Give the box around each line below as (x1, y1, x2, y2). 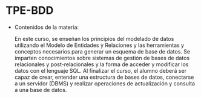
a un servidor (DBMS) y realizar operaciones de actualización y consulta (14, 79, 195, 87)
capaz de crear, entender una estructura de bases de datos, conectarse (14, 73, 194, 81)
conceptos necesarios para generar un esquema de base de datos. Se (14, 47, 191, 55)
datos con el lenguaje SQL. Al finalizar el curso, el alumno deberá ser (14, 67, 187, 74)
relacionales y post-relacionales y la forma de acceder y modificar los (14, 61, 189, 68)
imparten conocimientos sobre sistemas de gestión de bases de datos (14, 54, 190, 61)
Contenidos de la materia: (14, 23, 79, 31)
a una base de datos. (14, 86, 67, 93)
